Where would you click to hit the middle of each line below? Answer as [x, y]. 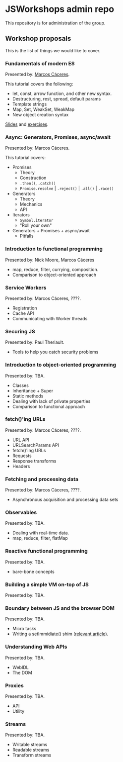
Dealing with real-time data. [41, 533]
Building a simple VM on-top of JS [47, 584]
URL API [21, 440]
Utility [18, 711]
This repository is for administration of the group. [55, 23]
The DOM [22, 672]
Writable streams [30, 745]
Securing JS [20, 331]
